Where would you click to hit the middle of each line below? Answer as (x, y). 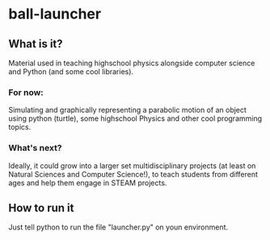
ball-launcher (55, 14)
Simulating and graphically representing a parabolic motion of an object (127, 110)
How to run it (41, 207)
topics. (20, 127)
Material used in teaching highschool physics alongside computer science (132, 63)
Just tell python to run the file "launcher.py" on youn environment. (118, 227)
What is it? (36, 44)
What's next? (35, 148)
